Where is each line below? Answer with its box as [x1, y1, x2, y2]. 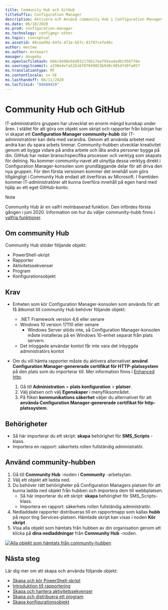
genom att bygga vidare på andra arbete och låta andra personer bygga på [5, 147, 160, 153]
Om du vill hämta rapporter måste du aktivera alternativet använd [12, 358, 148, 364]
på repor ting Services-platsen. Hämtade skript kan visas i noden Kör [12, 514, 156, 520]
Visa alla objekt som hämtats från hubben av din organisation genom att [12, 525, 161, 531]
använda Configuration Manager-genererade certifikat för [20, 400, 144, 406]
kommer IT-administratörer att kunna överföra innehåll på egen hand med [5, 179, 157, 185]
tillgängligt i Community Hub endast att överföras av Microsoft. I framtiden [5, 174, 159, 180]
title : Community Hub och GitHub [5, 7, 75, 13]
